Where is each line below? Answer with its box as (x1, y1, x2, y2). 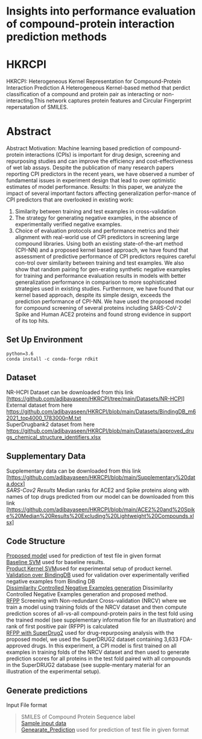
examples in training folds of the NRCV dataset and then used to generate (6, 649, 190, 656)
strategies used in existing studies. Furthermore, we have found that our (14, 285, 194, 292)
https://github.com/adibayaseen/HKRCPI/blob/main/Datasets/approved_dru (6, 427, 194, 434)
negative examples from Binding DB (6, 578, 95, 585)
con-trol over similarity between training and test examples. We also (14, 259, 185, 267)
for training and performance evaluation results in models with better (14, 272, 186, 280)
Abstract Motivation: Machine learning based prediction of (6, 145, 151, 152)
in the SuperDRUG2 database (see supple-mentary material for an (6, 662, 171, 669)
